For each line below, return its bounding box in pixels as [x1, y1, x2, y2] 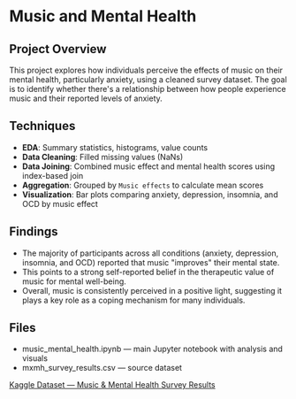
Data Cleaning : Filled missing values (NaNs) [21, 151, 184, 162]
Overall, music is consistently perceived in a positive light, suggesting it [21, 285, 283, 295]
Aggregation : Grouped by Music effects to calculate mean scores [21, 180, 264, 190]
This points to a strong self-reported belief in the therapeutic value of [21, 266, 275, 277]
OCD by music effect [21, 198, 99, 209]
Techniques [9, 119, 76, 134]
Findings [9, 224, 59, 240]
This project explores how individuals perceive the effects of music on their [9, 65, 284, 75]
